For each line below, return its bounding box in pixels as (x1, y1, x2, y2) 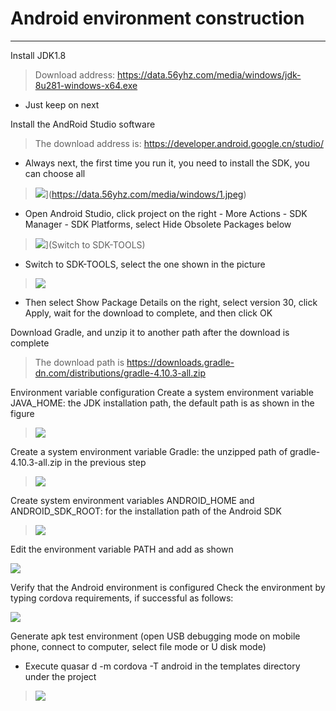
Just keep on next (24, 98, 100, 111)
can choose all (24, 167, 86, 179)
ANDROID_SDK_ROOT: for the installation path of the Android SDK (10, 505, 282, 517)
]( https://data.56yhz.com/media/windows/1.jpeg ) (44, 188, 247, 200)
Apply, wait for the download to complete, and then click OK (24, 307, 273, 319)
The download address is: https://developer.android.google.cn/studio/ (34, 137, 324, 149)
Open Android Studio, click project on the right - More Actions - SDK (24, 207, 308, 219)
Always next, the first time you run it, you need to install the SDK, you (24, 157, 310, 169)
